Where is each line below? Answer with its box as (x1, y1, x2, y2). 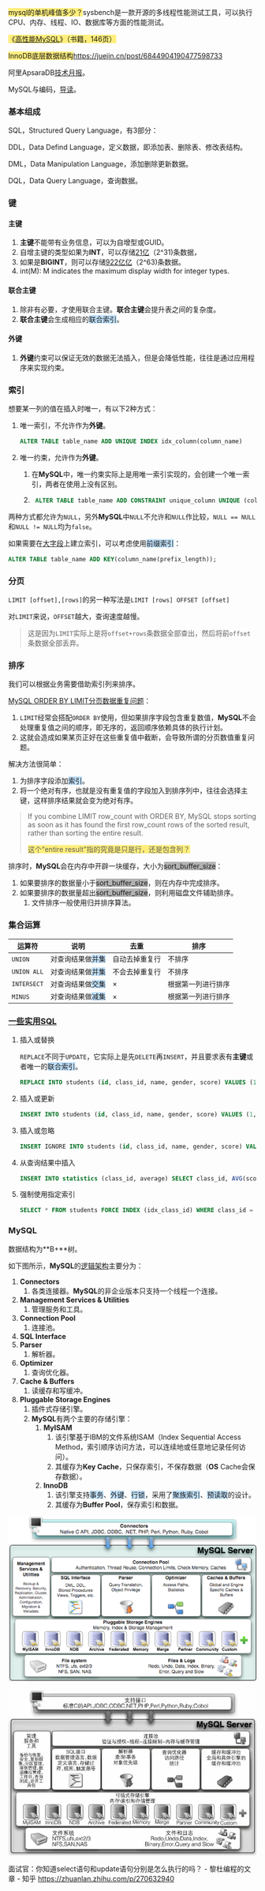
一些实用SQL (8, 1015, 58, 1026)
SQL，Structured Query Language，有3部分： (8, 126, 159, 135)
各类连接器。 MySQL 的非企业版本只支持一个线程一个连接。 (31, 1286, 222, 1296)
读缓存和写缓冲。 (31, 1386, 88, 1395)
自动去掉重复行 (112, 955, 162, 964)
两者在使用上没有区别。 (45, 479, 122, 489)
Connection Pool (19, 1313, 77, 1323)
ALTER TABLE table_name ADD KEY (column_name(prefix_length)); (8, 555, 217, 563)
